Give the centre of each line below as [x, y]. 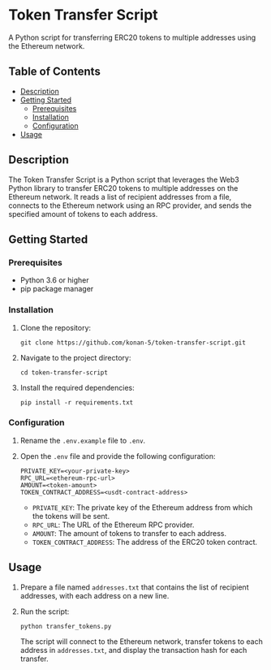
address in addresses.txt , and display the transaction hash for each [133, 650]
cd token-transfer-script [64, 372]
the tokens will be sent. [71, 516]
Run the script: [45, 612]
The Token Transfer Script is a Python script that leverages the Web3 [124, 179]
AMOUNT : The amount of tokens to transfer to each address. [129, 533]
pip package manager [57, 289]
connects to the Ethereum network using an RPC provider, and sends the [130, 205]
